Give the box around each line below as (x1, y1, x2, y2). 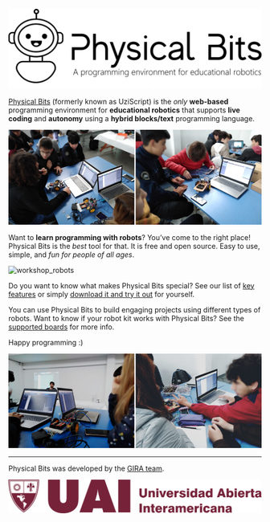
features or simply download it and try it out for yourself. (8, 289, 195, 299)
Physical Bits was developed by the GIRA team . (8, 463, 165, 473)
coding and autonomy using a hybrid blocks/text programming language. (8, 114, 256, 124)
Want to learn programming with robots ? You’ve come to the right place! (8, 232, 251, 242)
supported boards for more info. (8, 322, 115, 332)
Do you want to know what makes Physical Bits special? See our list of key (8, 280, 255, 290)
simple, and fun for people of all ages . (8, 250, 135, 259)
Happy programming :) (8, 337, 84, 347)
